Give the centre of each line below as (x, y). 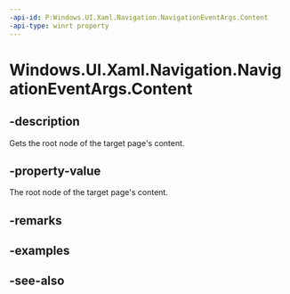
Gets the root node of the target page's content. (97, 143)
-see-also (37, 281)
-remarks (36, 220)
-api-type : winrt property (59, 26)
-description (44, 122)
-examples (40, 251)
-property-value (55, 171)
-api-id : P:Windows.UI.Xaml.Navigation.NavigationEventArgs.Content (139, 17)
